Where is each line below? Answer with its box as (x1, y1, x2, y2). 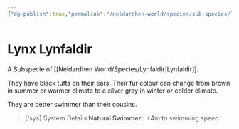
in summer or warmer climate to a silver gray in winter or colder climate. (7, 86, 218, 95)
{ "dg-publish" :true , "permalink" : (7, 10, 107, 18)
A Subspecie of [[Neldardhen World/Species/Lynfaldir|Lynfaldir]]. (7, 65, 199, 73)
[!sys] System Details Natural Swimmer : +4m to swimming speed (24, 113, 219, 122)
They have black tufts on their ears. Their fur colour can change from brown (7, 78, 230, 87)
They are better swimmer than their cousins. (7, 100, 137, 108)
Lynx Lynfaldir (7, 41, 92, 57)
